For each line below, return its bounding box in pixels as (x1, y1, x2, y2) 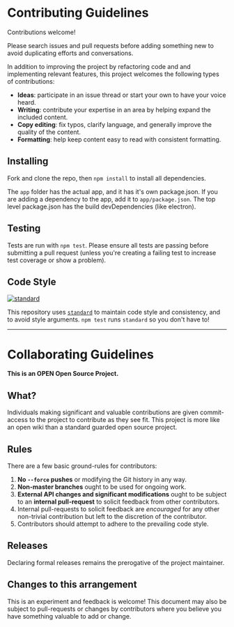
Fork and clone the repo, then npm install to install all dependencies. (7, 174, 207, 182)
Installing (7, 156, 49, 167)
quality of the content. (17, 128, 81, 136)
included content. (17, 113, 68, 121)
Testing (7, 222, 41, 234)
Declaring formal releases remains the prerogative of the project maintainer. (7, 558, 225, 566)
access (7, 416, 28, 424)
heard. (17, 98, 36, 106)
